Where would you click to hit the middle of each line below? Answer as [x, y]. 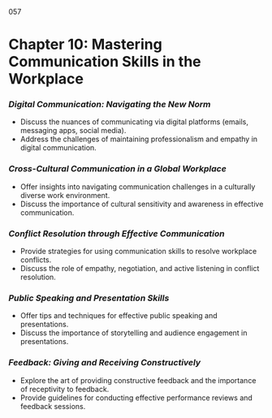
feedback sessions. [53, 406]
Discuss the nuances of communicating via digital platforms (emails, [134, 122]
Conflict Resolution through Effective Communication [117, 233]
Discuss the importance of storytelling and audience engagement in [134, 333]
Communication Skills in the [105, 62]
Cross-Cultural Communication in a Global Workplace [118, 169]
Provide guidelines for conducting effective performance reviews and [136, 398]
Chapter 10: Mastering [85, 45]
